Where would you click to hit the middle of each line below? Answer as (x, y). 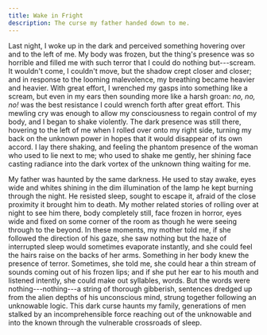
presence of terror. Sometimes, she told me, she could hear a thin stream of (132, 264)
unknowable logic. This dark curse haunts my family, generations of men (127, 306)
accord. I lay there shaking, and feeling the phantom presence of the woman (133, 147)
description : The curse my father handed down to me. (99, 23)
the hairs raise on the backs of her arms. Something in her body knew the (129, 255)
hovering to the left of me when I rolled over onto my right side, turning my (130, 130)
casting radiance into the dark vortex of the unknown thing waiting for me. (130, 164)
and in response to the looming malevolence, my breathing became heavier (132, 79)
